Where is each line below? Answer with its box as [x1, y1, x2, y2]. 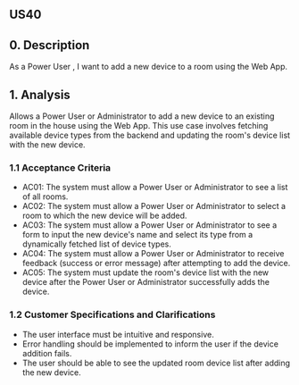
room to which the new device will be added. [21, 210, 187, 222]
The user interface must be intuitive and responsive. [21, 329, 214, 339]
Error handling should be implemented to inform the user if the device [21, 339, 279, 349]
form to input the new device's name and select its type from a [21, 230, 253, 240]
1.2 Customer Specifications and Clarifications [9, 308, 216, 321]
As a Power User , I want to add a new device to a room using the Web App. [9, 62, 288, 72]
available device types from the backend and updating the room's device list [9, 130, 291, 141]
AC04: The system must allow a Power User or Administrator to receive [21, 248, 285, 259]
